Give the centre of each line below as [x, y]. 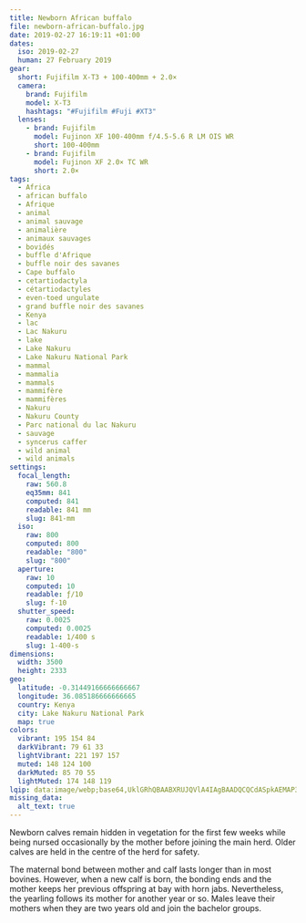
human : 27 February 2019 [65, 60]
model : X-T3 [48, 103]
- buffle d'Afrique [55, 255]
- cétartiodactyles [55, 289]
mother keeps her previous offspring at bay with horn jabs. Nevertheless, [147, 889]
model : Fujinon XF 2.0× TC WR [91, 162]
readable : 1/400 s [61, 637]
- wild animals [46, 459]
